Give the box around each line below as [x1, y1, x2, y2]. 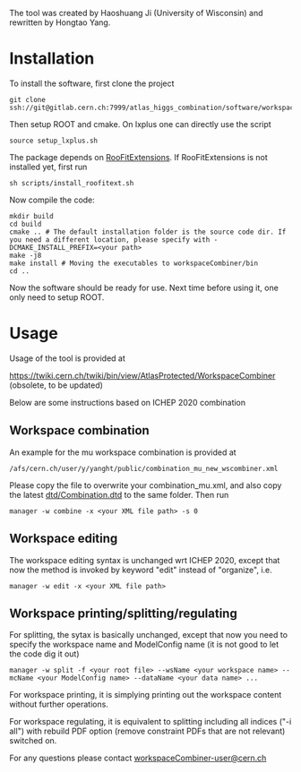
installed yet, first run [9, 161, 88, 172]
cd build [9, 219, 42, 228]
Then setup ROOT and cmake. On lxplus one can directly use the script [9, 118, 271, 129]
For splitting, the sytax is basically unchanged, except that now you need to [9, 630, 288, 640]
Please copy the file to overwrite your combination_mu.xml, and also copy [9, 479, 282, 491]
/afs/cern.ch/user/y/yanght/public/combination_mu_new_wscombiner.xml [9, 464, 279, 473]
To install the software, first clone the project [9, 78, 175, 89]
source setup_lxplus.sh [9, 136, 99, 145]
